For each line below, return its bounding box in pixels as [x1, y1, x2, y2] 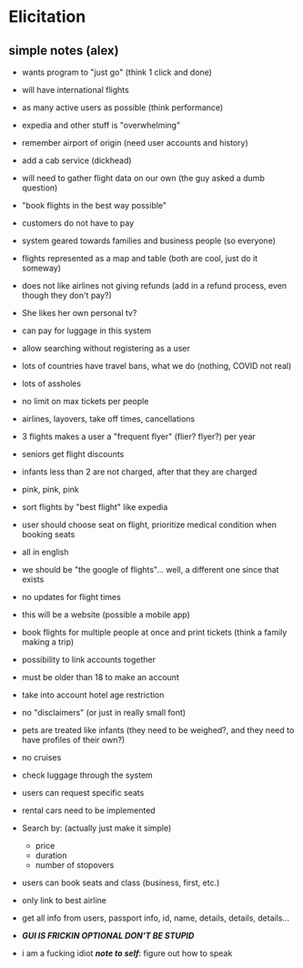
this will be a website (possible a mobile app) [21, 609, 190, 620]
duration [35, 850, 67, 861]
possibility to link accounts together [21, 654, 157, 665]
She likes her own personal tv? [21, 308, 137, 318]
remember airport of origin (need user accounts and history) [21, 138, 249, 148]
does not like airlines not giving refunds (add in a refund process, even [21, 280, 288, 290]
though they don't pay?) [21, 290, 113, 301]
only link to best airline [21, 895, 106, 905]
